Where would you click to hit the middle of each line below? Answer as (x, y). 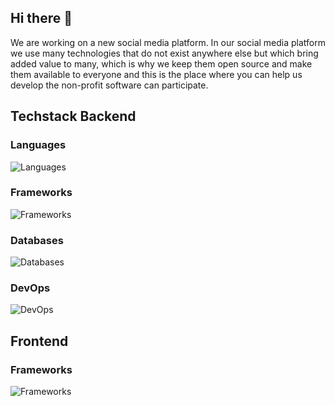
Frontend (39, 341)
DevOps (30, 288)
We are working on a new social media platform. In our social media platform (168, 42)
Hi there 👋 (41, 18)
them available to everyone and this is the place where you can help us (156, 74)
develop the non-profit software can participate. (109, 85)
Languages (38, 145)
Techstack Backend (73, 116)
